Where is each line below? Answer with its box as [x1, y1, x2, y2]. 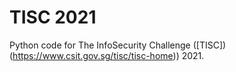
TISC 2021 [9, 6, 97, 29]
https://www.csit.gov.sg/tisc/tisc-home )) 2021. [12, 49, 205, 61]
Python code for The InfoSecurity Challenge [9, 39, 191, 51]
